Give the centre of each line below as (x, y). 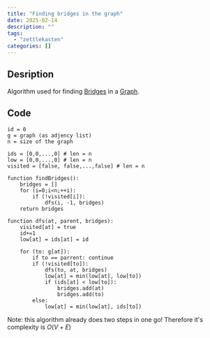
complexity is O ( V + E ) (39, 327)
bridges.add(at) (81, 288)
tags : (15, 33)
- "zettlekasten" (39, 40)
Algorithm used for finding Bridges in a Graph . (73, 91)
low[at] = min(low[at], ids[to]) (93, 307)
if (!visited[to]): (61, 264)
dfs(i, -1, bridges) (74, 203)
